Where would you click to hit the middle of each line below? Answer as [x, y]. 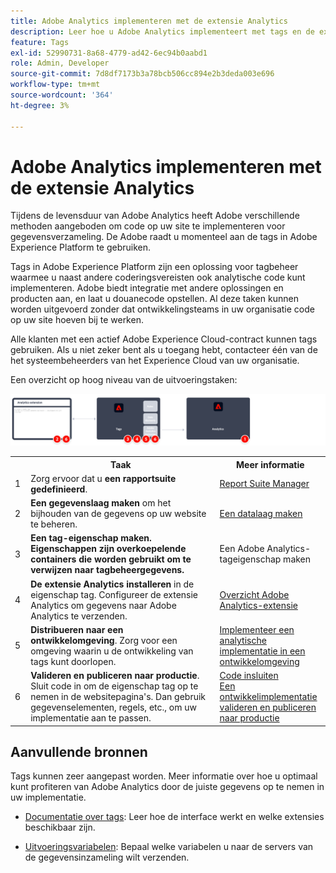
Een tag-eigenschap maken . [91, 538]
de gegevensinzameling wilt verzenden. [107, 857]
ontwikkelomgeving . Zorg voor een [104, 640]
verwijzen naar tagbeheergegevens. [107, 570]
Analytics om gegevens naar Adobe [103, 605]
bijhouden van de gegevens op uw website [118, 514]
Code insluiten [249, 676]
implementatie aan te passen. [91, 718]
